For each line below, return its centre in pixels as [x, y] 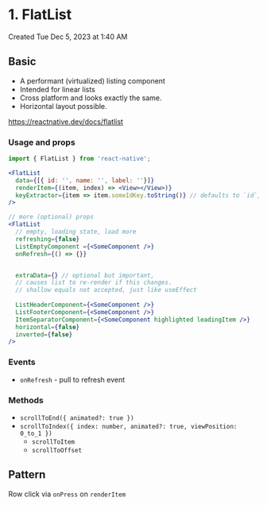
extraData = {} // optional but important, [85, 275]
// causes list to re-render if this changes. [94, 283]
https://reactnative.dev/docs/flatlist [66, 122]
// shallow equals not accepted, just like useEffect [106, 290]
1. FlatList [40, 15]
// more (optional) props [51, 217]
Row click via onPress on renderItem [67, 494]
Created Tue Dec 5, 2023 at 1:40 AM [68, 37]
